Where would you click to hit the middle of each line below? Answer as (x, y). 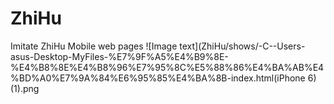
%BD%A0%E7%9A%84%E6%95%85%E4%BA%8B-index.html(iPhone (158, 78)
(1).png (25, 88)
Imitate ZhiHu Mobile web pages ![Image (94, 46)
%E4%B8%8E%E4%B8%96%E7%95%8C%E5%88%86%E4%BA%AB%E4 (167, 67)
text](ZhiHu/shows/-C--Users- (242, 46)
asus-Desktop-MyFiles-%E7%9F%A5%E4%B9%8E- (119, 56)
